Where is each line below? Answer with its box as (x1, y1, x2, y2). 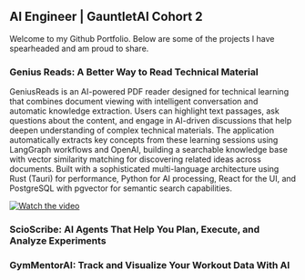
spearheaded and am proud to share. (9, 43, 149, 54)
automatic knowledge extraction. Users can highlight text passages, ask (9, 105, 280, 116)
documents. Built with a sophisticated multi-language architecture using (9, 164, 280, 175)
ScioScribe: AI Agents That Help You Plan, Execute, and (9, 224, 260, 236)
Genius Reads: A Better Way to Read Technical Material (9, 65, 259, 78)
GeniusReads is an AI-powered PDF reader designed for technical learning (9, 86, 290, 97)
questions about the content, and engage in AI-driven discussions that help (9, 115, 292, 126)
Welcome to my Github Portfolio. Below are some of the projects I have (9, 33, 275, 44)
